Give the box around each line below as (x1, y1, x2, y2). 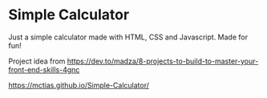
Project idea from (8, 56, 66, 66)
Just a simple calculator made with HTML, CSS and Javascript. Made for (8, 32, 249, 42)
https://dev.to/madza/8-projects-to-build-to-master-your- (67, 56, 259, 66)
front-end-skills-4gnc (8, 64, 80, 74)
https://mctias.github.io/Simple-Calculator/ (8, 80, 150, 90)
